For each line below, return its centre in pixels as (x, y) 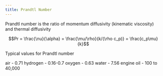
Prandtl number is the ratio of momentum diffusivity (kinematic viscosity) (80, 24)
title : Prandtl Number (28, 10)
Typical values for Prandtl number (40, 53)
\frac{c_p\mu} (144, 38)
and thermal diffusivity (28, 29)
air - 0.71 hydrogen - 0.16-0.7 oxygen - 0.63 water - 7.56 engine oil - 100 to (81, 63)
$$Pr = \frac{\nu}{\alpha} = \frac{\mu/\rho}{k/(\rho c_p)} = (68, 38)
